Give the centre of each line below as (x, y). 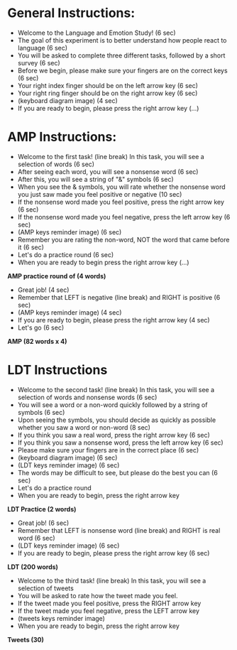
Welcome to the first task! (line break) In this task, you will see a (111, 156)
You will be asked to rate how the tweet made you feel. (98, 595)
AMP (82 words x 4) (37, 341)
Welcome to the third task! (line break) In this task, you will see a (112, 580)
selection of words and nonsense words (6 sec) (87, 397)
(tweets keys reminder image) (61, 618)
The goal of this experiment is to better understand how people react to (122, 40)
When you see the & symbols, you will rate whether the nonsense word (121, 187)
